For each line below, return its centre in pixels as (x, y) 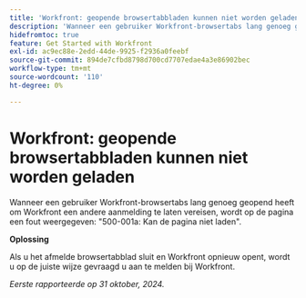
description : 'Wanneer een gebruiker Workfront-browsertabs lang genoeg (150, 26)
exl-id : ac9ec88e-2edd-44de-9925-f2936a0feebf (99, 52)
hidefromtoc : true (44, 35)
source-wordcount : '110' (56, 77)
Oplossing (30, 239)
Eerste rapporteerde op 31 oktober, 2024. (87, 283)
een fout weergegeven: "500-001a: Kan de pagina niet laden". (126, 221)
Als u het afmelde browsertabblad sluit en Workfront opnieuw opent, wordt (150, 256)
